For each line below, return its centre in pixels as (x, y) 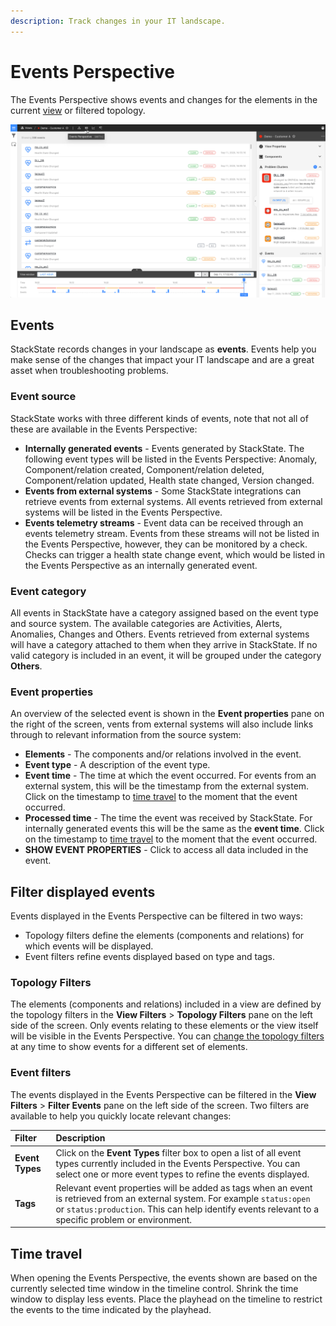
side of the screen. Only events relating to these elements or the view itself (164, 1026)
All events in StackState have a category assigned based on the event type (164, 613)
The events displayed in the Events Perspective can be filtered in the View (163, 1094)
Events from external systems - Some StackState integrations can (163, 491)
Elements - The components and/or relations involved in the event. (163, 754)
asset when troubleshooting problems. (89, 371)
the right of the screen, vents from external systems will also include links (162, 724)
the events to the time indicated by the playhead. (111, 1310)
